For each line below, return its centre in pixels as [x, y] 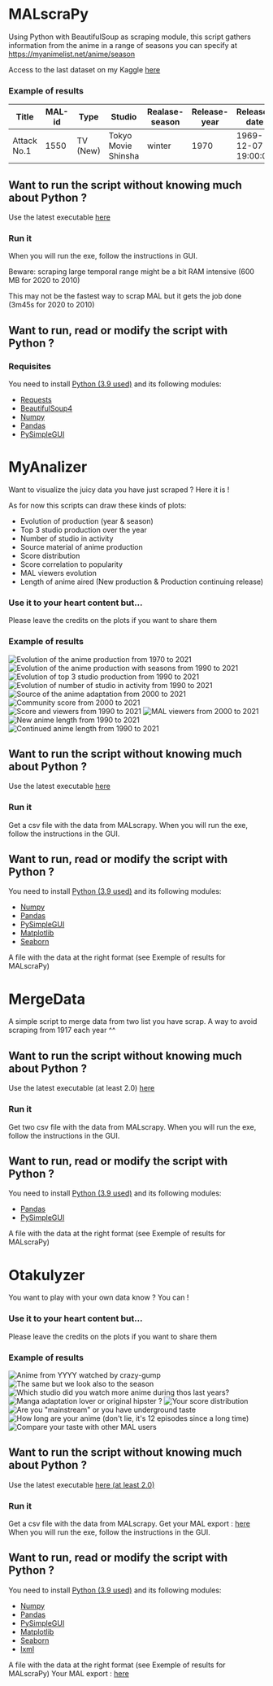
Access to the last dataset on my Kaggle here [84, 69]
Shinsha [124, 156]
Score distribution [50, 555]
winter [159, 146]
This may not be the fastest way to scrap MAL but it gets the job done [125, 296]
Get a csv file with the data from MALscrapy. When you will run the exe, [128, 825]
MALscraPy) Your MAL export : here [69, 1673]
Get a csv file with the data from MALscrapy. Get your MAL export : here [129, 1523]
